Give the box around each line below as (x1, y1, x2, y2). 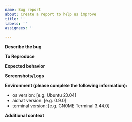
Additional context (5, 113, 45, 119)
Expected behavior (5, 63, 45, 69)
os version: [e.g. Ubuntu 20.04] (12, 92, 77, 98)
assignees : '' (5, 26, 35, 31)
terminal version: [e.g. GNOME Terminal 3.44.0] (12, 103, 110, 109)
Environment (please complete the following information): (5, 83, 128, 89)
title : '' (5, 16, 26, 21)
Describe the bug (5, 44, 42, 50)
